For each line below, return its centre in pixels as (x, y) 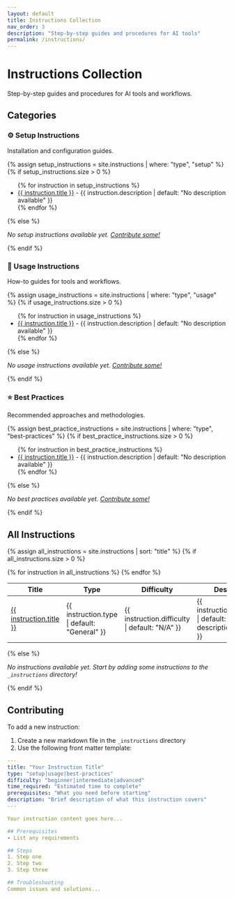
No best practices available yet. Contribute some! (78, 499)
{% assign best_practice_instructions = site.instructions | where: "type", (110, 429)
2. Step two (24, 864)
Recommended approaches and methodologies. (76, 415)
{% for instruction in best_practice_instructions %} (90, 450)
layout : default (31, 14)
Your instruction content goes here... (65, 818)
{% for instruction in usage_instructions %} (79, 316)
